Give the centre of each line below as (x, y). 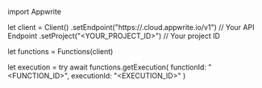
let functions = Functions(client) (60, 51)
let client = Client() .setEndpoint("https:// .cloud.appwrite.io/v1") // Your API (131, 27)
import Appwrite (35, 12)
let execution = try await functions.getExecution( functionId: (107, 67)
